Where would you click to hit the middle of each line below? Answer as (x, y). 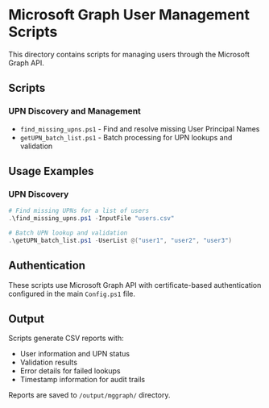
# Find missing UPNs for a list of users (79, 211)
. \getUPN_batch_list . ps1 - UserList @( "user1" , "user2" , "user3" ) (120, 240)
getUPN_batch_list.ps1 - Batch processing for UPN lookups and (126, 137)
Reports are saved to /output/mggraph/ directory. (89, 395)
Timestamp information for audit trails (83, 380)
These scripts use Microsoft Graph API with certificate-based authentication (135, 285)
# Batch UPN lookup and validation (68, 233)
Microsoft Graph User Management (129, 15)
